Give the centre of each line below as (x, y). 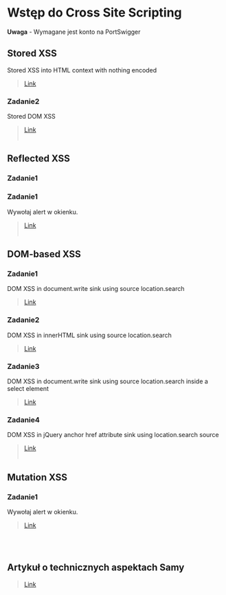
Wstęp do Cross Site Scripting (94, 13)
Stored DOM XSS (32, 117)
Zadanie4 (23, 420)
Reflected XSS (38, 159)
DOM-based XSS (44, 254)
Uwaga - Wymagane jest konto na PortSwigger (74, 32)
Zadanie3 (23, 366)
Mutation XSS (37, 477)
